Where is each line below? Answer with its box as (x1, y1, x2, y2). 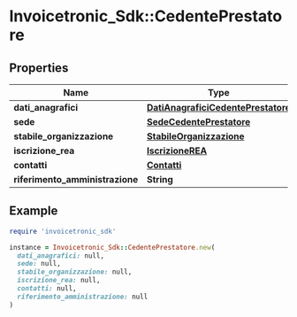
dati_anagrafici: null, (17, 251, 104, 260)
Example (9, 204, 58, 219)
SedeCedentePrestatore (146, 116, 251, 128)
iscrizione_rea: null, (17, 276, 101, 285)
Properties (9, 60, 69, 75)
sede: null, (17, 259, 62, 268)
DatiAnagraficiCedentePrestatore (146, 102, 292, 113)
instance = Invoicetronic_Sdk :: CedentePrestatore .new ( (9, 243, 216, 251)
